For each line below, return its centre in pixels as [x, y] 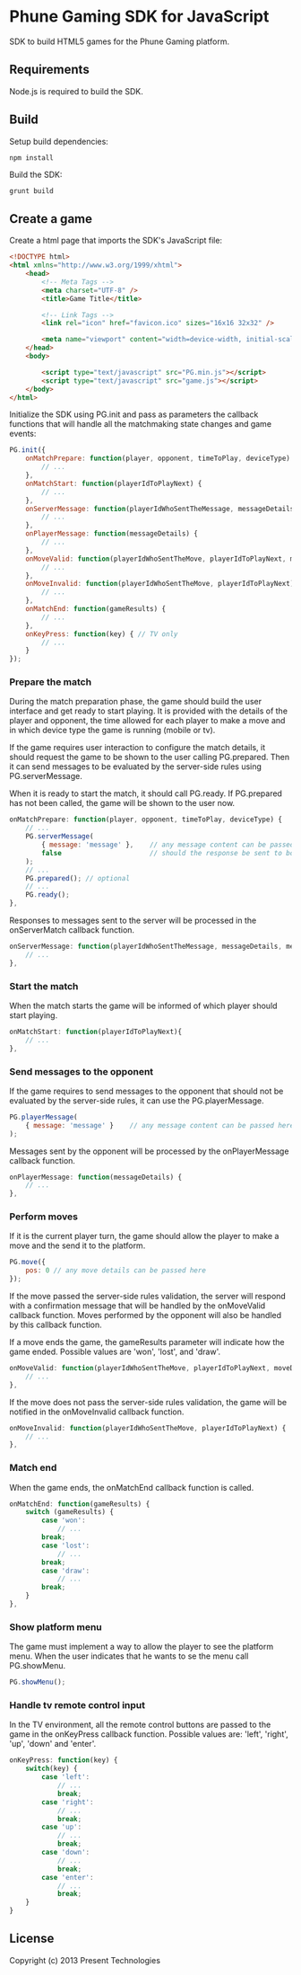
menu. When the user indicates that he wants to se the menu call [129, 1656]
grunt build [31, 190]
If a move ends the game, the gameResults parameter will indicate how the [147, 1342]
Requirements [49, 70]
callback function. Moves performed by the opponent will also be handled [146, 1315]
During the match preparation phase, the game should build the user [136, 702]
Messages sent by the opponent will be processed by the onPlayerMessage [149, 1151]
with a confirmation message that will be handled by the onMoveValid [138, 1306]
